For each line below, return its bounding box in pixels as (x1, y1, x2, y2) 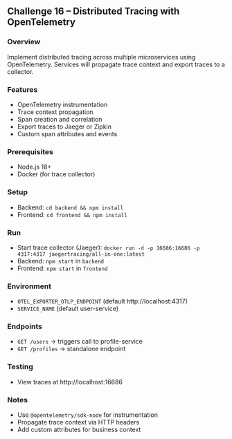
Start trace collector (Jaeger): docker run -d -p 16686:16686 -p (17, 243, 200, 252)
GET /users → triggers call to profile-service (17, 337, 143, 346)
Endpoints (7, 321, 43, 331)
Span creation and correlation (17, 115, 102, 123)
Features (7, 84, 38, 94)
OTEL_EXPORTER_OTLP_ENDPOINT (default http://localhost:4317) (17, 297, 188, 306)
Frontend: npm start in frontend (17, 264, 109, 272)
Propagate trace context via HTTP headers (17, 418, 140, 427)
